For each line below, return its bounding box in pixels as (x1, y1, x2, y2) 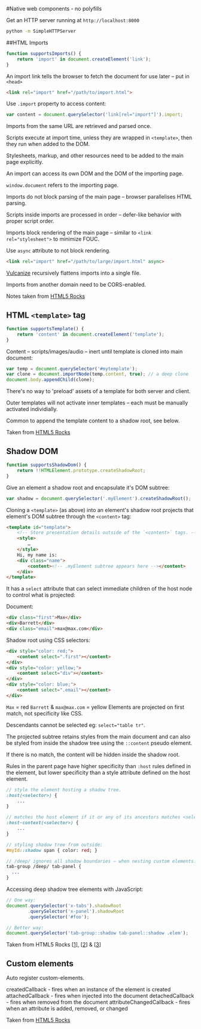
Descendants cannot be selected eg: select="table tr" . (6, 721, 145, 729)
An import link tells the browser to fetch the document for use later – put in (6, 72, 190, 80)
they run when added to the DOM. (6, 141, 90, 148)
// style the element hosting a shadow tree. (6, 787, 121, 793)
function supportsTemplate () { (6, 325, 84, 331)
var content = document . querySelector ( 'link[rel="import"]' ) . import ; (6, 112, 184, 118)
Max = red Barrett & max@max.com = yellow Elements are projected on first (6, 703, 184, 711)
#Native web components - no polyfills (6, 5, 102, 12)
